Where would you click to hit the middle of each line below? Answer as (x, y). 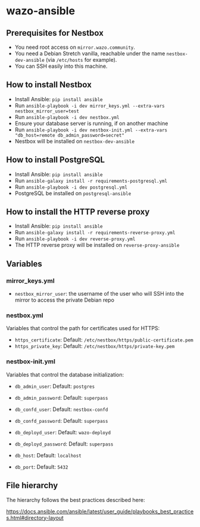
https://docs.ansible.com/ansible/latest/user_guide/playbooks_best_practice (100, 511)
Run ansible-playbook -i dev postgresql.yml (71, 187)
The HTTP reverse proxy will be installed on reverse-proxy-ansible (97, 245)
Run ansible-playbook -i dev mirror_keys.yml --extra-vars (90, 105)
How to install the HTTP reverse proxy (78, 212)
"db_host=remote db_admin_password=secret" (70, 135)
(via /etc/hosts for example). (81, 60)
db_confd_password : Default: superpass (61, 421)
